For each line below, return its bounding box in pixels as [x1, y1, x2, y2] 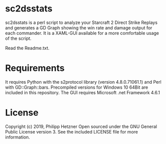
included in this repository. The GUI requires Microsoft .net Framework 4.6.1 [5, 89, 161, 95]
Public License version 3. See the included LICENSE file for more [5, 129, 138, 135]
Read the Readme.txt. [5, 45, 50, 51]
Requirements [5, 63, 65, 74]
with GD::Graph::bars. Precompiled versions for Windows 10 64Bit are [5, 84, 149, 90]
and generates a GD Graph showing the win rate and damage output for [5, 24, 153, 30]
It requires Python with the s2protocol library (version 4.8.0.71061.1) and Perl [5, 79, 162, 85]
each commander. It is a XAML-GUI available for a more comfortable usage [5, 30, 160, 36]
